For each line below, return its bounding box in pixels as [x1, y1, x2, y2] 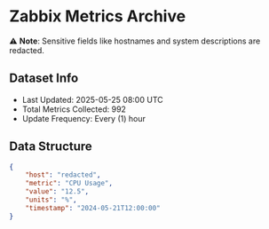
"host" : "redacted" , [25, 170, 101, 179]
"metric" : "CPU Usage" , [25, 179, 114, 188]
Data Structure [9, 139, 93, 154]
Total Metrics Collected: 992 [21, 104, 127, 114]
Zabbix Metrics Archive [9, 6, 186, 27]
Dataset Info [9, 71, 79, 86]
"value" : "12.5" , [25, 187, 90, 196]
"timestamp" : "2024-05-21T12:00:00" [25, 203, 162, 212]
